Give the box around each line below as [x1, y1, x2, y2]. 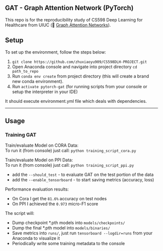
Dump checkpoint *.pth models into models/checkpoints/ [12, 220, 125, 226]
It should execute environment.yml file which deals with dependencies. [5, 98, 147, 104]
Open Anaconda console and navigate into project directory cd [12, 63, 137, 70]
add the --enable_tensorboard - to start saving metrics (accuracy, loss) [12, 177, 154, 183]
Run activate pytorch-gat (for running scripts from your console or [12, 83, 147, 89]
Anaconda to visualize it [12, 235, 60, 241]
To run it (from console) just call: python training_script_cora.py [5, 148, 136, 154]
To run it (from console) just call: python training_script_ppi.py [5, 162, 134, 168]
